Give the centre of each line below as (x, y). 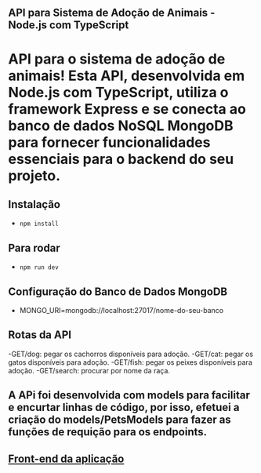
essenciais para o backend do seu (121, 159)
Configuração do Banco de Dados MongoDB (118, 291)
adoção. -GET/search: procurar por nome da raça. (89, 370)
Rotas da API (40, 335)
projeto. (34, 175)
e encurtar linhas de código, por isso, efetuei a (124, 408)
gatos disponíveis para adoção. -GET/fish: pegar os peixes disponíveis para (130, 362)
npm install (39, 224)
